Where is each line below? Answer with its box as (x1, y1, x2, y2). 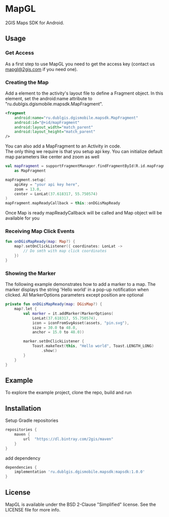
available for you (5, 215, 40, 221)
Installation (5, 404, 41, 413)
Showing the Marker (5, 270, 56, 277)
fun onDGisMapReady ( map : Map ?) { (5, 239, 75, 244)
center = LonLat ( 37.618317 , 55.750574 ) (14, 191, 98, 196)
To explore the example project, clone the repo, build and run (5, 390, 132, 396)
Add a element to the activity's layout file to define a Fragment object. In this (5, 90, 163, 96)
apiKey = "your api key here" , (14, 182, 80, 187)
